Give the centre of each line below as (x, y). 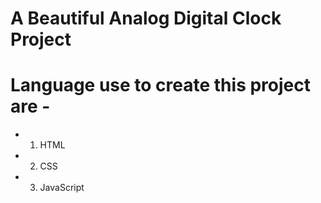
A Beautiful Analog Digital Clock (146, 18)
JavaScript (62, 188)
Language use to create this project (160, 85)
